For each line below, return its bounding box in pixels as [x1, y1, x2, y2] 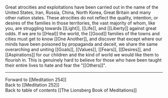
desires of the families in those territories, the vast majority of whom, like [5, 20, 155, 26]
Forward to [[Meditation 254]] [5, 77, 66, 83]
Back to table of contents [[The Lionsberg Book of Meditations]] [5, 87, 137, 93]
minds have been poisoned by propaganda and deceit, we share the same [5, 41, 158, 47]
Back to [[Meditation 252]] [5, 82, 60, 88]
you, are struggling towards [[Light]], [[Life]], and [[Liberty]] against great [5, 25, 156, 31]
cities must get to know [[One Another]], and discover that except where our [5, 36, 162, 42]
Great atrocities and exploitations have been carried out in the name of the [5, 4, 158, 10]
